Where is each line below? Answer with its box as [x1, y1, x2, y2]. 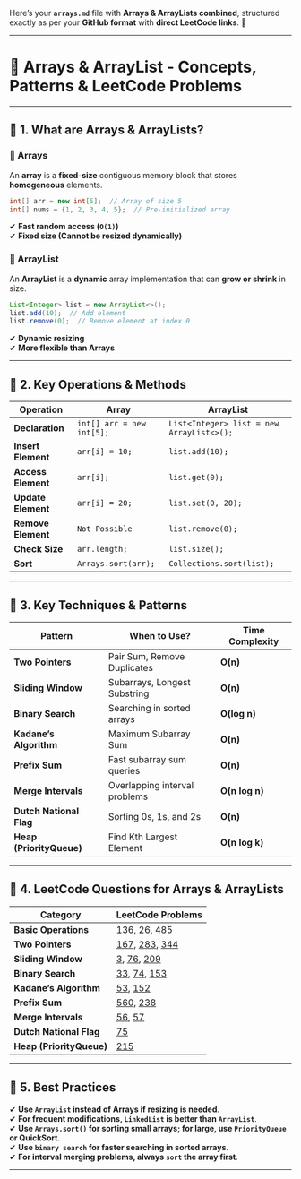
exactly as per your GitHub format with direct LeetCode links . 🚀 [9, 17, 247, 28]
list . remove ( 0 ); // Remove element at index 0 [9, 317, 191, 326]
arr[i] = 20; [76, 498, 133, 509]
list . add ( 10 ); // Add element [9, 308, 126, 317]
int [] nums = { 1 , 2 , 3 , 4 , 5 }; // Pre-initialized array [9, 205, 230, 214]
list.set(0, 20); [168, 498, 243, 509]
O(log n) [219, 707, 257, 719]
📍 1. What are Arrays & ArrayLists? [9, 123, 204, 138]
